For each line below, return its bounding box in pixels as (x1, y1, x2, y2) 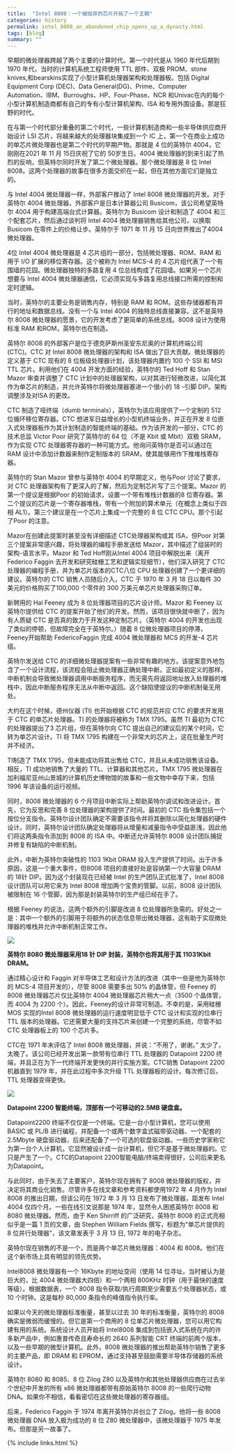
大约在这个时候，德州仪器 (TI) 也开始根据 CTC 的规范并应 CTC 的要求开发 (7, 706, 218, 715)
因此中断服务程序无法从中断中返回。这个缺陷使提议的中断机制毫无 (25, 683, 214, 692)
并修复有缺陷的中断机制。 (7, 841, 81, 849)
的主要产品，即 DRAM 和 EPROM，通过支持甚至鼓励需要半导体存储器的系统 (7, 1352, 223, 1360)
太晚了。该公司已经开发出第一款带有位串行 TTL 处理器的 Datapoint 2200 (7, 1050, 215, 1058)
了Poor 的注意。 (7, 517, 54, 525)
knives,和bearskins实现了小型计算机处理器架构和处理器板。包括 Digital (7, 74, 210, 82)
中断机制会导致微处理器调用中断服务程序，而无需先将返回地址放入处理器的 (7, 674, 221, 683)
